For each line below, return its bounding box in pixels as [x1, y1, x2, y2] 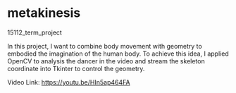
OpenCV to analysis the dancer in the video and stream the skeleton [7, 56, 206, 65]
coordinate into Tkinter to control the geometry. [7, 64, 145, 73]
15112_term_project [7, 28, 62, 37]
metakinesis [7, 5, 81, 21]
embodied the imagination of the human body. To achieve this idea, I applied [7, 49, 229, 58]
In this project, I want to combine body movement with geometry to [7, 42, 202, 50]
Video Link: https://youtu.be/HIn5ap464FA [7, 77, 130, 86]
